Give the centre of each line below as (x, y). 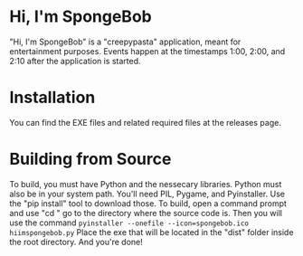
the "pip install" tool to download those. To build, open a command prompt (148, 203)
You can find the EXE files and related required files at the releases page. (146, 122)
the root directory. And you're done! (76, 242)
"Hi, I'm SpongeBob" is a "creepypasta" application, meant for (125, 42)
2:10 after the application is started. (76, 61)
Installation (52, 98)
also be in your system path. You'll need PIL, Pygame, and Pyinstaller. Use (147, 194)
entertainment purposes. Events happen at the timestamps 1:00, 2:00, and (147, 51)
